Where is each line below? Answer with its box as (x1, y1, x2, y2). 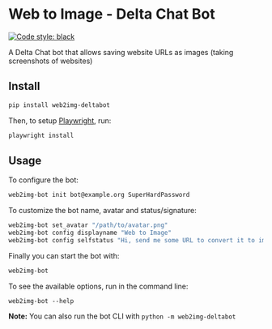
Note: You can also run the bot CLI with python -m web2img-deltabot (8, 311, 236, 321)
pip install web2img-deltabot (8, 100, 111, 109)
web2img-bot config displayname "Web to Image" (8, 229, 172, 237)
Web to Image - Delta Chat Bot (8, 5, 216, 23)
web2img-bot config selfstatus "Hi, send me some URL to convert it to (8, 236, 255, 244)
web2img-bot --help (8, 297, 74, 305)
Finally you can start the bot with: (8, 250, 120, 260)
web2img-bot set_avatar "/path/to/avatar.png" (8, 221, 168, 229)
